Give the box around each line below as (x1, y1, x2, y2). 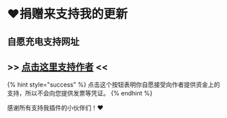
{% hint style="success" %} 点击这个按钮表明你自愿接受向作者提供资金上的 (7, 80, 221, 89)
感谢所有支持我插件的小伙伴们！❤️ (7, 104, 104, 112)
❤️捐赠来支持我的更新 (7, 6, 128, 22)
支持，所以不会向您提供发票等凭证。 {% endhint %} (7, 89, 153, 97)
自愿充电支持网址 (7, 36, 80, 47)
